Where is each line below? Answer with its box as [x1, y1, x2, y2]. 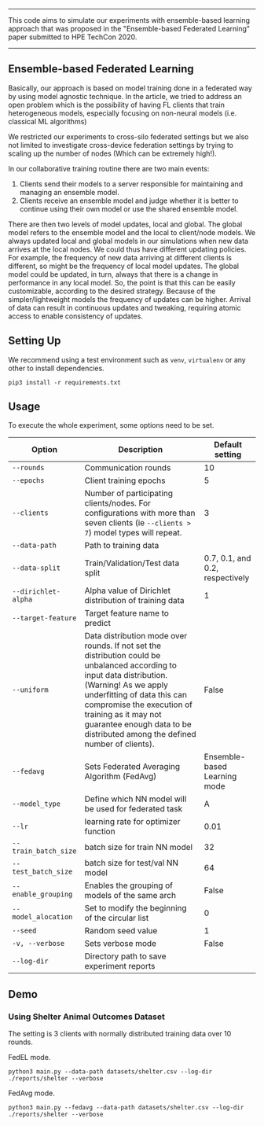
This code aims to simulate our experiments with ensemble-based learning [8, 16, 250, 24]
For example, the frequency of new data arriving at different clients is [8, 252, 233, 262]
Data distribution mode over [84, 631, 188, 642]
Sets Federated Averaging [84, 761, 181, 772]
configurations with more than [84, 508, 196, 519]
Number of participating [84, 488, 173, 499]
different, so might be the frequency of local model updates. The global [8, 261, 240, 270]
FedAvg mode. [8, 1088, 55, 1098]
